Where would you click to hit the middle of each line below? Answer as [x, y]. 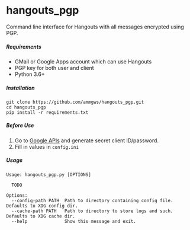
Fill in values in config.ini [46, 146]
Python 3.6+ [30, 74]
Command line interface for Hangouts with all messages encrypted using [95, 27]
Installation [20, 88]
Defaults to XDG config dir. [42, 206]
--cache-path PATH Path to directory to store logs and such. [92, 211]
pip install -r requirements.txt [47, 112]
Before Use [20, 126]
